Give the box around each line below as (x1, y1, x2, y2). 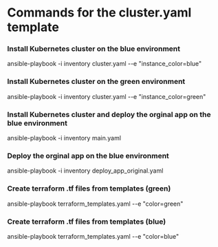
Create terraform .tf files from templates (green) (7, 184, 171, 193)
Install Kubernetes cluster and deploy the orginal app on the (7, 109, 211, 119)
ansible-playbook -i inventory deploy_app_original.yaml (7, 167, 164, 175)
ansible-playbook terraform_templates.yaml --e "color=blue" (7, 232, 179, 240)
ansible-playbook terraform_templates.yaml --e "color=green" (7, 200, 184, 208)
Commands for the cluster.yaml (7, 5, 192, 21)
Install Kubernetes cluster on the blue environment (7, 44, 181, 54)
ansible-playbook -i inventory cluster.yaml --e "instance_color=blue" (7, 60, 202, 68)
